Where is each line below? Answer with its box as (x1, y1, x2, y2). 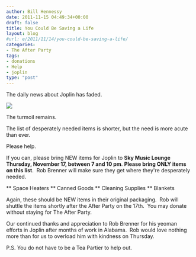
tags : (6, 53, 20, 59)
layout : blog (6, 31, 38, 37)
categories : (6, 42, 36, 48)
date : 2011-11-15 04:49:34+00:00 (6, 14, 89, 20)
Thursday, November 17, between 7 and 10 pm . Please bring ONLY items (6, 160, 187, 168)
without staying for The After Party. (6, 208, 92, 216)
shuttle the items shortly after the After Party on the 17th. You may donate (6, 203, 187, 210)
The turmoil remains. (6, 114, 57, 121)
